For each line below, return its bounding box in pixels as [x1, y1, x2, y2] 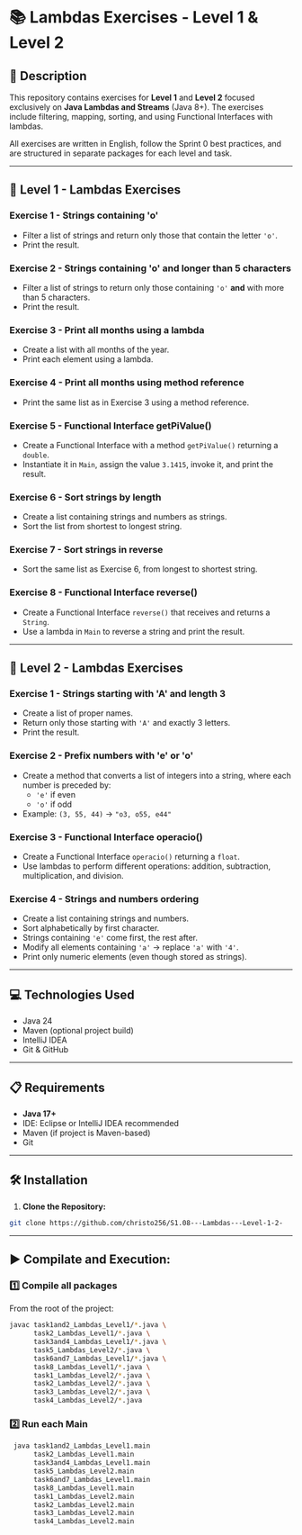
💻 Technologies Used [9, 987, 135, 1002]
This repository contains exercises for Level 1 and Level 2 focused [9, 92, 255, 103]
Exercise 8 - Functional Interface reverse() [9, 586, 198, 599]
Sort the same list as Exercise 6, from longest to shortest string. [22, 564, 258, 574]
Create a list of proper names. [22, 708, 133, 718]
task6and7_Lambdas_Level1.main [32, 1475, 151, 1484]
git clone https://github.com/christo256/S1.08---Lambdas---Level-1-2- [9, 1218, 283, 1227]
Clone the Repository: [22, 1201, 106, 1212]
